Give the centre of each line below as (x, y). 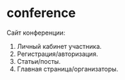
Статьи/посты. (38, 61)
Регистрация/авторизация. (57, 54)
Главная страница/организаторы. (67, 69)
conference (41, 13)
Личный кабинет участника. (59, 46)
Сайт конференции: (36, 33)
